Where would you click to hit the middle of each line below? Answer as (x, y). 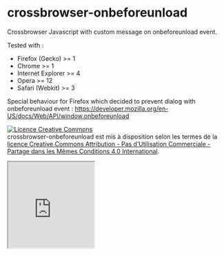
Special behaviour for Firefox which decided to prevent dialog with (102, 101)
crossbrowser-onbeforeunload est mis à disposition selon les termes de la (112, 137)
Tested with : (26, 45)
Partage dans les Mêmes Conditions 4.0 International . (83, 151)
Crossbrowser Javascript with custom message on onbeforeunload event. (112, 32)
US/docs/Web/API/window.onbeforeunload (68, 116)
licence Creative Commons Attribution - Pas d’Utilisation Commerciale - (109, 144)
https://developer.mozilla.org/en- (122, 108)
